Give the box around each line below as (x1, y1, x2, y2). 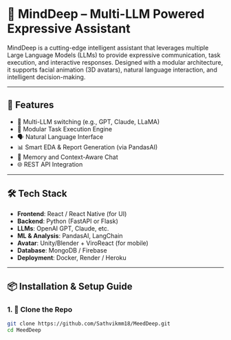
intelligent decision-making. (7, 72, 86, 81)
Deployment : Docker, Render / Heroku (16, 253, 127, 262)
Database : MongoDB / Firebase (16, 246, 108, 254)
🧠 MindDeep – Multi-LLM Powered (7, 6, 205, 22)
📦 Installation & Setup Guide (7, 280, 133, 292)
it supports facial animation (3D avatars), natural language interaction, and (7, 65, 218, 74)
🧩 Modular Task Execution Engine (16, 125, 113, 133)
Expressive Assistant (7, 21, 131, 36)
